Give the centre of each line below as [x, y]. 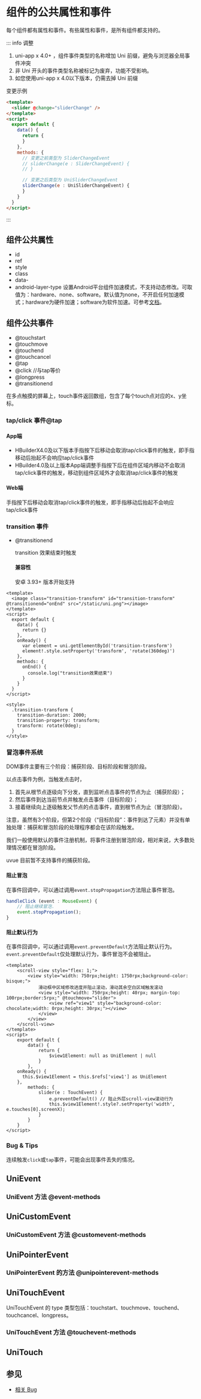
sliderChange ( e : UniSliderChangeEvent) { [76, 186]
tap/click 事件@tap [34, 421]
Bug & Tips [22, 1146]
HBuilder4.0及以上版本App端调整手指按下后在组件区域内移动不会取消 [100, 465]
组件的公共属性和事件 [59, 12]
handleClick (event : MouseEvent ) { [52, 901]
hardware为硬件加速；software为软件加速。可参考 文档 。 [95, 302]
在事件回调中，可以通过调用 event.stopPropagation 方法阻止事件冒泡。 [92, 889]
